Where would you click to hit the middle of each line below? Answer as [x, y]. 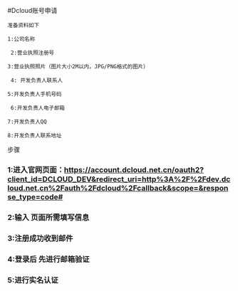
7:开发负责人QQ [27, 122]
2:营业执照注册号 [32, 53]
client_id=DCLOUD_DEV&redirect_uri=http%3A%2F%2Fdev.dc [119, 179]
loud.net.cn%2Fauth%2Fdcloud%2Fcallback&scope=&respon [118, 188]
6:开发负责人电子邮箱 [38, 108]
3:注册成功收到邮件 [40, 238]
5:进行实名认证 [33, 280]
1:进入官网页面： [36, 169]
